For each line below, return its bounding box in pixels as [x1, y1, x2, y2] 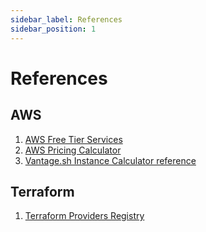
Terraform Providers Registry [24, 210, 145, 222]
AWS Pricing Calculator [24, 144, 122, 156]
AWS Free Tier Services [24, 133, 123, 145]
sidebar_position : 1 [10, 24, 97, 34]
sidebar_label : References [10, 14, 123, 25]
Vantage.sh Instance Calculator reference [24, 154, 197, 166]
